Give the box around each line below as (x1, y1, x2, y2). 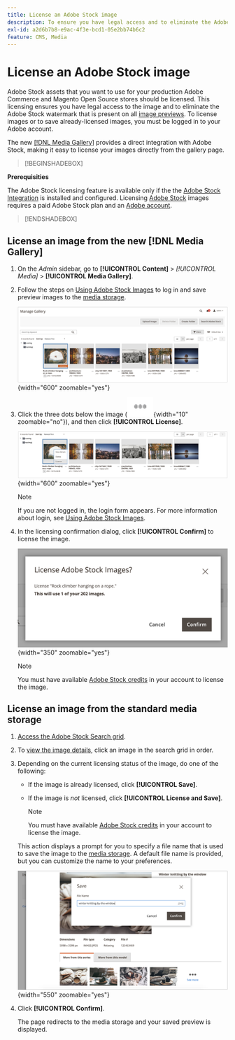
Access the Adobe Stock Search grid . (17, 732, 126, 741)
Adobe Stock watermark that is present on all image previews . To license (7, 110, 218, 118)
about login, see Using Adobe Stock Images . (17, 513, 145, 522)
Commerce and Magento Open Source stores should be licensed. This (7, 95, 210, 104)
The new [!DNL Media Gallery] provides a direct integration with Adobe (7, 138, 212, 147)
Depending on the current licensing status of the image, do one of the (17, 760, 219, 768)
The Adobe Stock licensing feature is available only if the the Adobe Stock (7, 186, 221, 195)
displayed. (17, 1025, 48, 1033)
